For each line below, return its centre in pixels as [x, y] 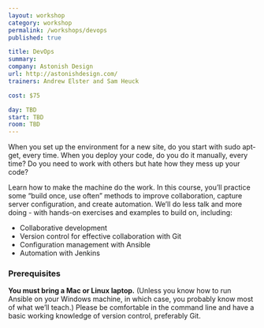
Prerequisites [34, 273]
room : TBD [24, 124]
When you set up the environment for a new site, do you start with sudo [125, 147]
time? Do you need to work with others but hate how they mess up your [124, 164]
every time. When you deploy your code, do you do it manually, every [135, 156]
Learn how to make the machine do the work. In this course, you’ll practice [129, 187]
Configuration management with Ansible [85, 245]
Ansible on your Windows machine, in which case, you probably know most [131, 299]
